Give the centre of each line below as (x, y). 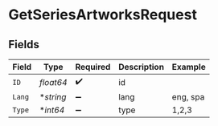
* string (53, 97)
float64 (53, 82)
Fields (24, 45)
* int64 (52, 110)
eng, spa (188, 97)
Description (141, 67)
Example (189, 67)
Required (93, 67)
